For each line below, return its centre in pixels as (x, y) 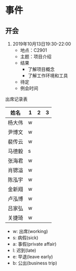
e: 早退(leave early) (33, 257)
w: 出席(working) (30, 231)
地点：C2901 (33, 50)
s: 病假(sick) (25, 238)
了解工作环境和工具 (48, 76)
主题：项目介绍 (36, 57)
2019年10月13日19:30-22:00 (42, 44)
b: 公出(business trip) (35, 263)
